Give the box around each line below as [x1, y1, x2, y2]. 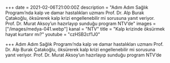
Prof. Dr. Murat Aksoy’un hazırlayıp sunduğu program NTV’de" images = [5, 20, 156, 26]
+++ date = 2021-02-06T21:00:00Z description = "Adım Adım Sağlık [5, 5, 149, 10]
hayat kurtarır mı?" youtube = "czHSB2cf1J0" [5, 31, 100, 37]
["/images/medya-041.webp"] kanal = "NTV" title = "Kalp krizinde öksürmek [5, 26, 165, 32]
